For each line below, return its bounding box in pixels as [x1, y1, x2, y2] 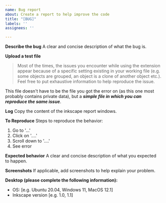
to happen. [5, 158, 27, 164]
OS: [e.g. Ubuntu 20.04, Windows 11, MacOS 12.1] [12, 187, 113, 193]
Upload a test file [5, 53, 41, 59]
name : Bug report [5, 7, 41, 12]
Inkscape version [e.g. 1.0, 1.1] [12, 192, 73, 198]
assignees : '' [5, 26, 35, 31]
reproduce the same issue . [5, 99, 61, 104]
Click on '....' [12, 133, 38, 139]
